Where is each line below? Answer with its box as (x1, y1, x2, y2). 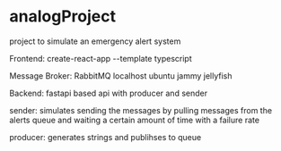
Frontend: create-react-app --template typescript (9, 53, 193, 63)
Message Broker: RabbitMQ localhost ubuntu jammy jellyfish (9, 70, 233, 81)
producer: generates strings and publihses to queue (9, 131, 202, 142)
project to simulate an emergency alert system (9, 36, 181, 46)
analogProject (9, 6, 117, 27)
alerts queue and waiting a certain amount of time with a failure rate (9, 114, 260, 125)
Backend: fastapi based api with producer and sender (9, 88, 208, 98)
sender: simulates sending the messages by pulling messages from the (9, 105, 272, 115)
